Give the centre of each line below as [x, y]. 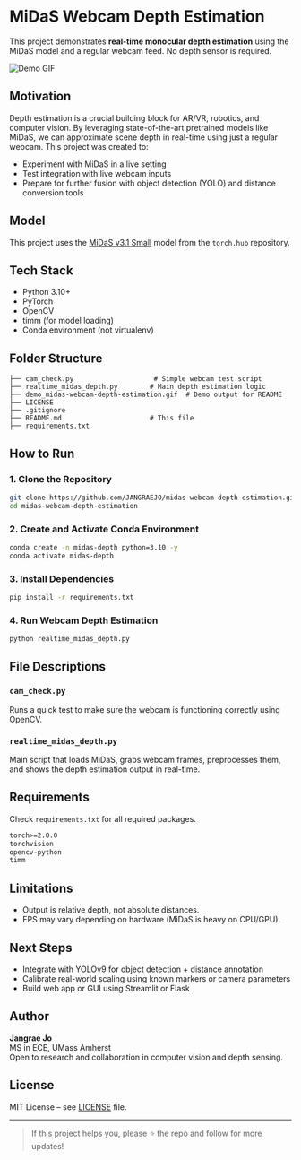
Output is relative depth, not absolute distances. [111, 910]
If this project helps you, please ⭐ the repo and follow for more [146, 1133]
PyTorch [38, 301]
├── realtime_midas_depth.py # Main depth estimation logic [138, 387]
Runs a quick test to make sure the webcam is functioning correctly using [145, 709]
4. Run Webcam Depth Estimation [84, 620]
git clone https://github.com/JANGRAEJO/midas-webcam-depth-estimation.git [154, 498]
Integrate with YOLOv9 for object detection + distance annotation [143, 969]
